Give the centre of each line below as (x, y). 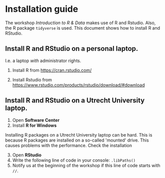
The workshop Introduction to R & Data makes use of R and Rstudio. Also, (81, 23)
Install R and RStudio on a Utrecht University (75, 100)
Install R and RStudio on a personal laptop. (72, 49)
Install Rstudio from (32, 79)
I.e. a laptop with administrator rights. (43, 61)
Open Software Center (36, 120)
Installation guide (42, 9)
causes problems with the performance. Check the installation (69, 145)
